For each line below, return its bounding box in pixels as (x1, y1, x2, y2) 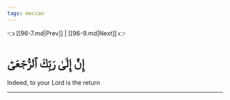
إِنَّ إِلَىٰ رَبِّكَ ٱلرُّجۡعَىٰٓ (7, 55, 84, 71)
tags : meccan (7, 10, 44, 17)
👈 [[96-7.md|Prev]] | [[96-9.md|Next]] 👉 (7, 29, 126, 37)
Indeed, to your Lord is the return (7, 78, 101, 86)
